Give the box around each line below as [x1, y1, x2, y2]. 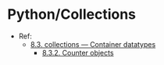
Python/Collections [7, 5, 137, 23]
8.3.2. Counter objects [41, 48, 114, 57]
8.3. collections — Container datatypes [30, 39, 156, 49]
